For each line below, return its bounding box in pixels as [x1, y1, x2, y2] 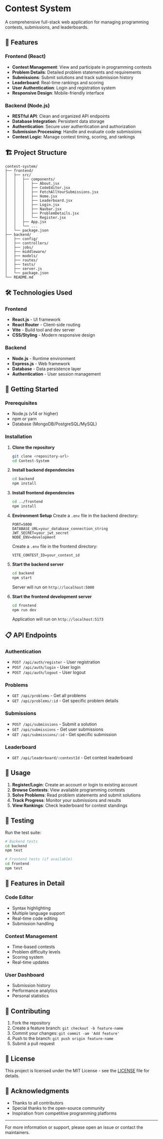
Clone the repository [12, 444, 55, 450]
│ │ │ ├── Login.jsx [5, 202, 60, 207]
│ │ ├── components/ [5, 176, 55, 182]
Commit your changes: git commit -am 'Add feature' [12, 1030, 120, 1036]
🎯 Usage [5, 769, 31, 777]
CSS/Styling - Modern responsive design [12, 332, 96, 338]
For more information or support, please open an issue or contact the [5, 1124, 143, 1130]
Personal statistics [12, 993, 49, 999]
